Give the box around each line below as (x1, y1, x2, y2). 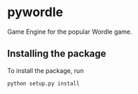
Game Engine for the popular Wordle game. (7, 27, 132, 36)
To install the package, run (7, 66, 84, 74)
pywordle (7, 4, 64, 20)
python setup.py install (7, 80, 80, 87)
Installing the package (7, 48, 106, 60)
